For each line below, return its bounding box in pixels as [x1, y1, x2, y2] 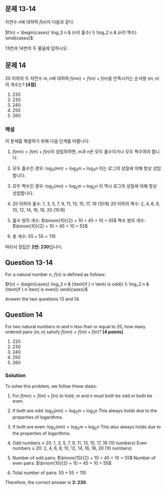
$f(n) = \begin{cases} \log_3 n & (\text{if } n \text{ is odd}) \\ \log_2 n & [5, 281, 150, 287]
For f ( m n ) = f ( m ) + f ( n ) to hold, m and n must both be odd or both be [12, 393, 153, 399]
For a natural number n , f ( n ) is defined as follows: [5, 272, 106, 278]
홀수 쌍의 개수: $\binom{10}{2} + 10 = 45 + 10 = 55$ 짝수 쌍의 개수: [12, 217, 146, 223]
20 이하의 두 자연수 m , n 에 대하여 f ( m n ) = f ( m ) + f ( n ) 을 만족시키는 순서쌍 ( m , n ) [5, 75, 160, 81]
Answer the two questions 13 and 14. [5, 296, 80, 302]
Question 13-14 [5, 258, 53, 267]
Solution [5, 372, 26, 379]
